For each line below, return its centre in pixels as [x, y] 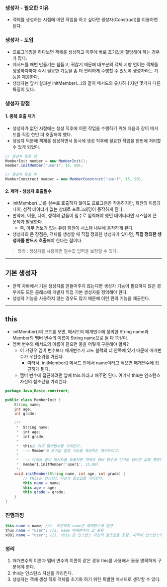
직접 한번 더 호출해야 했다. [47, 134]
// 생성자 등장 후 [21, 175]
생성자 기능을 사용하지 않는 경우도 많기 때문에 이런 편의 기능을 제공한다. [81, 298]
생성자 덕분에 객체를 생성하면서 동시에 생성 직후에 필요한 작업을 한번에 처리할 [87, 141]
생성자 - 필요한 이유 [27, 7]
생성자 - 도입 [19, 40]
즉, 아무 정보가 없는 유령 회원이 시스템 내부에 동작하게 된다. [77, 228]
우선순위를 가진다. [46, 356]
